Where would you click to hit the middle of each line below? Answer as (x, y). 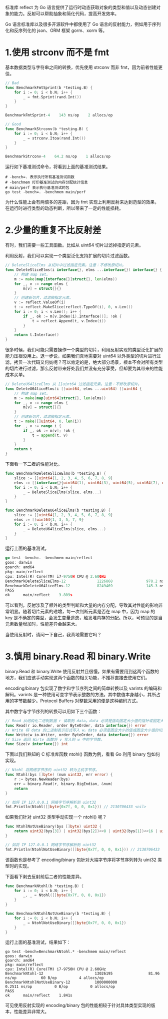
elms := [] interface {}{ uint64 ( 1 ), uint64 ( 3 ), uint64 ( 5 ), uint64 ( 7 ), (87, 483)
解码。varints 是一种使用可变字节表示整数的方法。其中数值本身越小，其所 (81, 695)
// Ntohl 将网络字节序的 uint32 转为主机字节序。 (52, 770)
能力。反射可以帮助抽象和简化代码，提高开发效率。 (66, 13)
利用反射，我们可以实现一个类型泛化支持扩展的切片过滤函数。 (69, 256)
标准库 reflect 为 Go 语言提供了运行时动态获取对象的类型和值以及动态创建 (81, 7)
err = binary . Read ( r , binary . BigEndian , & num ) (63, 784)
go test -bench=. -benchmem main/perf (45, 192)
